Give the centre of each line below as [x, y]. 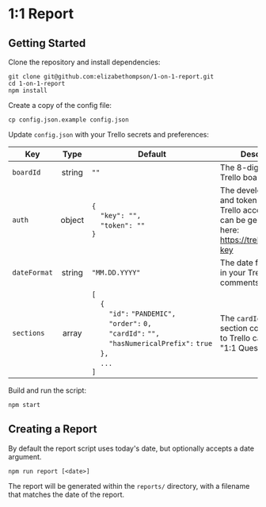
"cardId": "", [134, 334]
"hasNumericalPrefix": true [161, 343]
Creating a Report [53, 429]
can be [233, 220]
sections [28, 333]
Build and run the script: [47, 390]
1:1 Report [41, 14]
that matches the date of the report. [66, 494]
